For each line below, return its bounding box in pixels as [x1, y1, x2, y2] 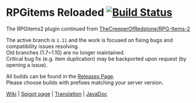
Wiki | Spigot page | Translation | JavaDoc [6, 90, 108, 97]
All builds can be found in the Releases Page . [6, 73, 115, 80]
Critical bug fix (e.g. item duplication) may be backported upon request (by [6, 55, 187, 62]
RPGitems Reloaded [6, 6, 104, 19]
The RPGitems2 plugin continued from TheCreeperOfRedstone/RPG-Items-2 [6, 25, 190, 32]
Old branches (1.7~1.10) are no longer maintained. [6, 49, 125, 56]
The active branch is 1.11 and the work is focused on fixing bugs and [6, 36, 173, 43]
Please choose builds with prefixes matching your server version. [6, 79, 164, 86]
